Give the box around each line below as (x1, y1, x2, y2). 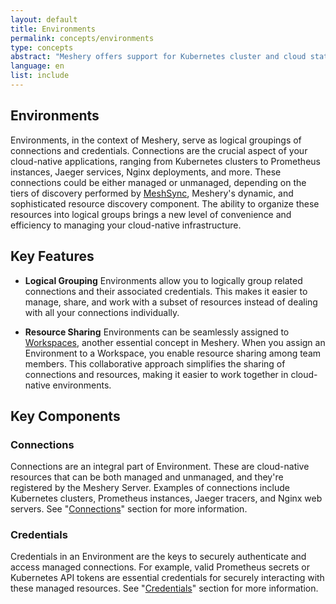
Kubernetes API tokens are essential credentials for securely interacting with (10, 572, 325, 584)
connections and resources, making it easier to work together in (24, 368, 289, 380)
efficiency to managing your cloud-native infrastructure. (10, 219, 242, 231)
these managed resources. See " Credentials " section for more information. (10, 582, 319, 595)
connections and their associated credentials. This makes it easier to (24, 285, 308, 297)
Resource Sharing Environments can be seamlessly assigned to (24, 326, 290, 338)
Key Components (10, 407, 121, 425)
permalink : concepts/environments (10, 33, 155, 43)
